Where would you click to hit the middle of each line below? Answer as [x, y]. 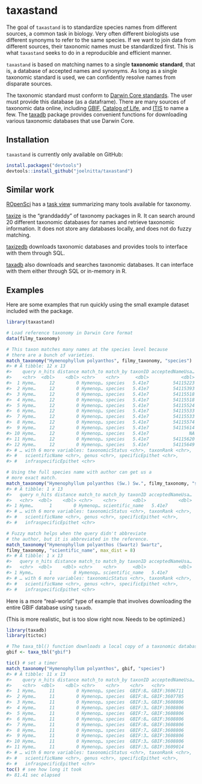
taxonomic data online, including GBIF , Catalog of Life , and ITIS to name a [97, 108]
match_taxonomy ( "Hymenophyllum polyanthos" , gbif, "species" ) [86, 668]
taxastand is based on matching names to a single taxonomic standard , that [101, 64]
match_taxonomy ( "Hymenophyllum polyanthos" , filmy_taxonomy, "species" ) [99, 361]
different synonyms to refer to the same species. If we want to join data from [101, 40]
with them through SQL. [35, 253]
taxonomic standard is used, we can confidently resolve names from [91, 77]
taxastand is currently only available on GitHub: [65, 154]
